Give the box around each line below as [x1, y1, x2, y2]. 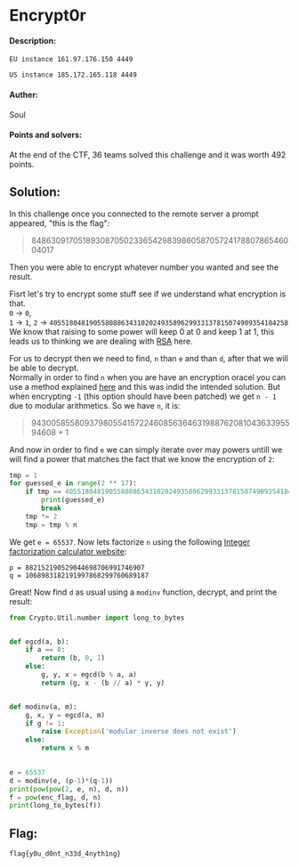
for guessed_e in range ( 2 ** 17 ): [9, 479, 138, 488]
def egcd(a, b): [9, 637, 69, 646]
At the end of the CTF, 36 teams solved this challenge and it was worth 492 [9, 149, 287, 160]
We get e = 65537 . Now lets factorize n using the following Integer [9, 536, 251, 547]
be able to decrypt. [9, 362, 79, 373]
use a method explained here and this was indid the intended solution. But [9, 381, 280, 392]
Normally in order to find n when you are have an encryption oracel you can [9, 371, 287, 383]
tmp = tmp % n [25, 520, 77, 530]
